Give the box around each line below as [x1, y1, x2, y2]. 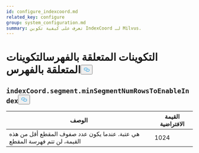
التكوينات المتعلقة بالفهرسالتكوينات [6, 51, 158, 64]
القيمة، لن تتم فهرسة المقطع [9, 137, 81, 145]
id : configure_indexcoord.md [6, 8, 78, 15]
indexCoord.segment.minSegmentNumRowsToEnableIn [6, 86, 190, 95]
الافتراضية [159, 120, 185, 128]
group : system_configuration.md [6, 19, 86, 25]
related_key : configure [6, 14, 65, 20]
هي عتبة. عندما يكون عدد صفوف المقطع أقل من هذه [9, 130, 140, 138]
